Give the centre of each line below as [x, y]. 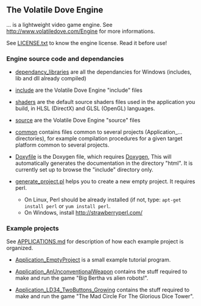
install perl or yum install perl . [67, 206]
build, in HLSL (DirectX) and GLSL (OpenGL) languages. [85, 108]
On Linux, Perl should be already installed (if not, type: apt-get [103, 200]
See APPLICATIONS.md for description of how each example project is [95, 242]
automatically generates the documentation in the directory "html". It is [104, 163]
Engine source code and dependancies [65, 58]
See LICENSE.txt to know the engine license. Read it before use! [87, 43]
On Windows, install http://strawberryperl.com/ [83, 213]
